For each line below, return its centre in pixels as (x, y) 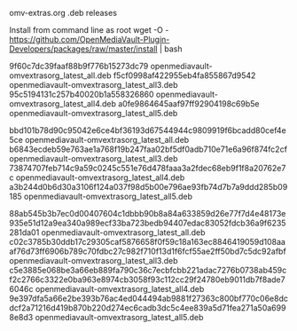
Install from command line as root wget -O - (89, 30)
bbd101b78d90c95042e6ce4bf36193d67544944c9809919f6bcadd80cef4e (148, 130)
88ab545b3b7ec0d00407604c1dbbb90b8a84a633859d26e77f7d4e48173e (148, 213)
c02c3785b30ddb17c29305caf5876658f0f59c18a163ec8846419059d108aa (148, 242)
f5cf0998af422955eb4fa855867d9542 (184, 75)
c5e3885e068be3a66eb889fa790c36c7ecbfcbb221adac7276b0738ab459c (148, 270)
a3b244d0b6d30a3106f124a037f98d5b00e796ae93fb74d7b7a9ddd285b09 (148, 187)
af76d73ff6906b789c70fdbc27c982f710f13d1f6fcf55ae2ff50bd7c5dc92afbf (148, 251)
